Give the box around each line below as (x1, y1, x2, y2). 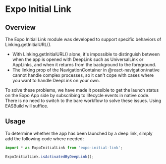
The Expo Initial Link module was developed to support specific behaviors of (5, 36, 162, 42)
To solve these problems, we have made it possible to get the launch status (5, 87, 159, 93)
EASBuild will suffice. (5, 103, 49, 109)
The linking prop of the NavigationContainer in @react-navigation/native (12, 67, 160, 73)
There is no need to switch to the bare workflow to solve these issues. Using (5, 98, 162, 104)
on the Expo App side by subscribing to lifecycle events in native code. (5, 93, 150, 98)
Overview (5, 23, 36, 32)
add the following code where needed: (5, 135, 84, 142)
